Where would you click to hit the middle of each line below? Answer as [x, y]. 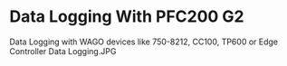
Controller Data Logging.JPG [63, 51]
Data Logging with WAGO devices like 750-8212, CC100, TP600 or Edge [144, 42]
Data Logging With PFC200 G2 [127, 17]
